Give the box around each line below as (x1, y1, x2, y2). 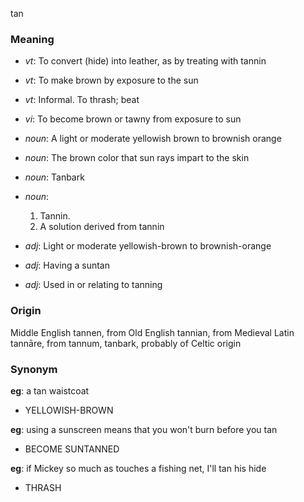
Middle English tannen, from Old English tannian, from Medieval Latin (10, 326, 295, 338)
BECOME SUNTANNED (24, 443, 120, 455)
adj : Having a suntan (24, 259, 110, 272)
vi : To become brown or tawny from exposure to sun (24, 113, 242, 125)
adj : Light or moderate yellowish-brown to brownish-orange (24, 240, 272, 252)
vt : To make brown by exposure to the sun (24, 74, 199, 87)
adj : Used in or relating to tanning (24, 279, 163, 291)
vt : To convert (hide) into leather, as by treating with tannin (24, 55, 267, 67)
